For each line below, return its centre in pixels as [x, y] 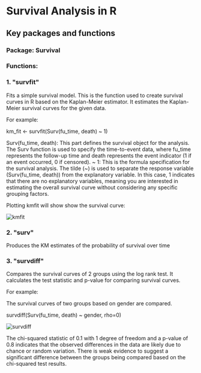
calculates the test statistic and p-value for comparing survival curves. [94, 280]
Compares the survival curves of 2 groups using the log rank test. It [90, 274]
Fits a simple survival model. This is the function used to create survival [94, 95]
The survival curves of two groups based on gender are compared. [89, 304]
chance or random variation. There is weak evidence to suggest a [87, 351]
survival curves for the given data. [64, 108]
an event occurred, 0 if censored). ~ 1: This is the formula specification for [98, 162]
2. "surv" [20, 232]
